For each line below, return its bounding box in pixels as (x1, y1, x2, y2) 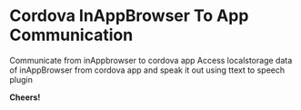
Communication (9, 25, 134, 45)
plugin (9, 74, 34, 85)
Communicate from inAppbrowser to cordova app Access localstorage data (9, 55, 293, 65)
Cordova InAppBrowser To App (9, 5, 249, 26)
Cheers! (9, 92, 41, 103)
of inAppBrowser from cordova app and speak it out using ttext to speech (9, 65, 285, 75)
